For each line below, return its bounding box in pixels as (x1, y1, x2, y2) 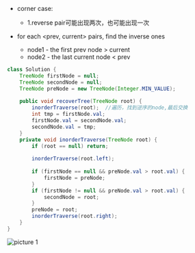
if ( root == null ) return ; (31, 143, 109, 149)
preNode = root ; (31, 206, 78, 213)
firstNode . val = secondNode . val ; (31, 117, 127, 124)
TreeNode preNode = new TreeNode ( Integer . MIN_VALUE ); (19, 85, 176, 92)
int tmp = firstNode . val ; (31, 111, 106, 118)
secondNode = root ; (43, 193, 99, 200)
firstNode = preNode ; (43, 174, 106, 181)
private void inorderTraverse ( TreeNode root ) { (19, 136, 157, 143)
